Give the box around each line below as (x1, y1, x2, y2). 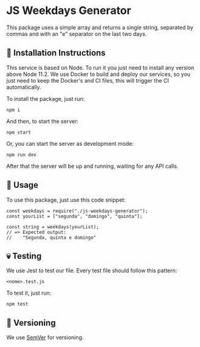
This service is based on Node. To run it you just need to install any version (6, 64, 195, 71)
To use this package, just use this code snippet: (6, 196, 126, 204)
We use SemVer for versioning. (6, 334, 84, 341)
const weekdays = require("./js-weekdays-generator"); (6, 208, 148, 214)
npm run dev (6, 151, 36, 158)
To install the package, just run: (6, 95, 85, 102)
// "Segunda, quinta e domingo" (6, 235, 97, 241)
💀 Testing (6, 250, 42, 261)
